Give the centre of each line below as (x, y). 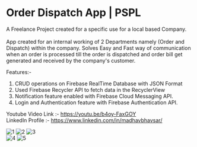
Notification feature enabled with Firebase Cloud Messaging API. (94, 96)
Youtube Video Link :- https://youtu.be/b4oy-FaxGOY (71, 114)
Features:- (19, 72)
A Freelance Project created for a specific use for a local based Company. (96, 29)
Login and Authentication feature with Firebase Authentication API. (96, 102)
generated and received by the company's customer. (71, 60)
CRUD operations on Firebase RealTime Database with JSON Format (99, 84)
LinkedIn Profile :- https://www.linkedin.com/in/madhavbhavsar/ (84, 120)
